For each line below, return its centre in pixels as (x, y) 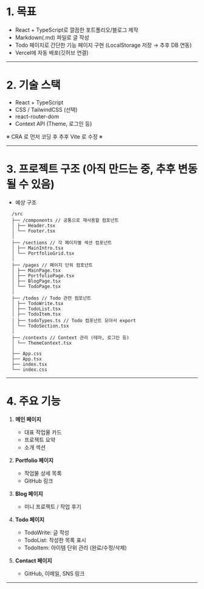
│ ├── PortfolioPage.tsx (43, 276)
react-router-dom (37, 116)
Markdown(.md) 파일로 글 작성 (52, 37)
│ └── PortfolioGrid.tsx (43, 253)
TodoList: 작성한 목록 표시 (55, 540)
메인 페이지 (28, 419)
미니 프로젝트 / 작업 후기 (53, 506)
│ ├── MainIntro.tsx (38, 248)
